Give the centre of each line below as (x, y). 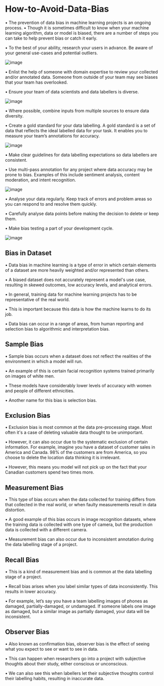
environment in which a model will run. (44, 361)
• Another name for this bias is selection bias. (51, 400)
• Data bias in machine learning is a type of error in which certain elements (81, 265)
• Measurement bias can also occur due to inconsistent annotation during (79, 539)
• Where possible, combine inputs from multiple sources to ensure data (77, 111)
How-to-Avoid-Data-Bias (57, 9)
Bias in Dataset (28, 253)
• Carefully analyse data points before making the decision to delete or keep (82, 213)
